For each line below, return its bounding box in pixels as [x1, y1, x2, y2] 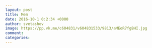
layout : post [5, 7, 33, 12]
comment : [5, 30, 24, 35]
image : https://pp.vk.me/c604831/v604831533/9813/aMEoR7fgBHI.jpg [5, 26, 147, 31]
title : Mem [5, 12, 28, 17]
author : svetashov [5, 21, 44, 26]
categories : [5, 35, 30, 40]
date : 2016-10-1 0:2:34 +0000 [5, 16, 69, 21]
